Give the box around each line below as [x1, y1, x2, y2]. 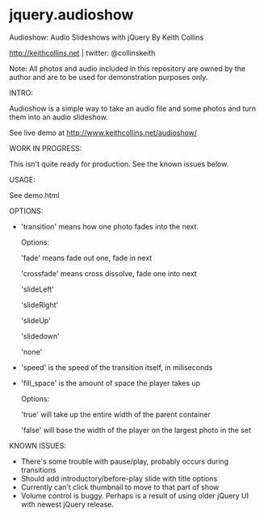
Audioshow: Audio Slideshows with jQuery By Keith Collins [9, 32, 204, 42]
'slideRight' [20, 300, 59, 309]
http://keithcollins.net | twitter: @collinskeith [9, 48, 156, 57]
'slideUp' [20, 315, 51, 325]
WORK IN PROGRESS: [9, 143, 82, 153]
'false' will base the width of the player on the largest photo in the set [20, 425, 251, 435]
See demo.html [9, 190, 60, 200]
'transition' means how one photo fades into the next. [20, 221, 199, 231]
